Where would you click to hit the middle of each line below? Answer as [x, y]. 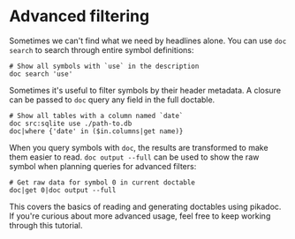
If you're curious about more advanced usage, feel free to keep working [140, 216]
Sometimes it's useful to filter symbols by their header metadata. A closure [145, 90]
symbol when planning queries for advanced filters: [103, 166]
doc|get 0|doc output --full [63, 190]
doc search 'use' [41, 74]
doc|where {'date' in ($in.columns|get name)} [96, 131]
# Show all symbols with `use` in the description [104, 66]
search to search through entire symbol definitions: [102, 49]
